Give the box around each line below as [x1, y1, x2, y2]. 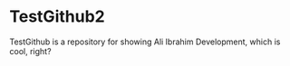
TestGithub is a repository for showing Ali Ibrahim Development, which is [9, 36, 281, 47]
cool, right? [9, 45, 52, 56]
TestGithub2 [9, 6, 106, 27]
